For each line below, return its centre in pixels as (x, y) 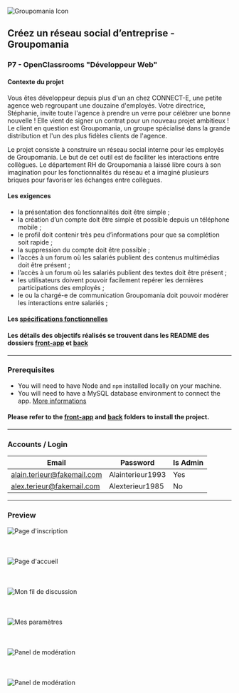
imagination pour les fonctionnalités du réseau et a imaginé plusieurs (108, 172)
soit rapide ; (35, 242)
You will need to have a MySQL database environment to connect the (119, 393)
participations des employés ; (61, 287)
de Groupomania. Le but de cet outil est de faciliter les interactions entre (113, 157)
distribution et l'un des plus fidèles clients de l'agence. (87, 135)
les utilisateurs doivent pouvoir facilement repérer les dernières (111, 280)
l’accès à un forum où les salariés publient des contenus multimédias (118, 257)
